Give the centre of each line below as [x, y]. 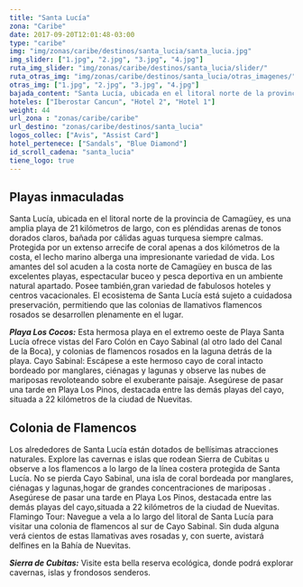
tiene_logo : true [42, 160]
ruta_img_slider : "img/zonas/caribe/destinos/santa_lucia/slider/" [139, 69]
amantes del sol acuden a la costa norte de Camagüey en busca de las [141, 266]
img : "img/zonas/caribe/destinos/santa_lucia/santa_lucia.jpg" [131, 51]
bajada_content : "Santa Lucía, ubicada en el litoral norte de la [137, 93]
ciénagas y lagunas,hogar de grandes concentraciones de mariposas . [140, 488]
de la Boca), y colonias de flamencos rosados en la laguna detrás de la [141, 351]
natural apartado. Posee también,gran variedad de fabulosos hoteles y [140, 286]
